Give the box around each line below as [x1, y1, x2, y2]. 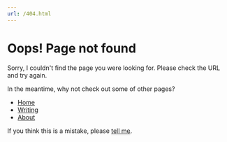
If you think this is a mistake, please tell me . [7, 127, 133, 135]
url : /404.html [7, 10, 52, 17]
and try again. [7, 71, 47, 79]
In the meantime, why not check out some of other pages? [7, 85, 175, 93]
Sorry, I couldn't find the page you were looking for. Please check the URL [7, 64, 221, 72]
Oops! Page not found [7, 40, 136, 56]
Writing [17, 106, 38, 114]
